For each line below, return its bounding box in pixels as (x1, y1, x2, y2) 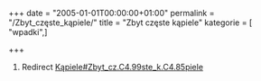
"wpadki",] (8, 27, 48, 37)
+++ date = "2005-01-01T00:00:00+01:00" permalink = (8, 8, 215, 18)
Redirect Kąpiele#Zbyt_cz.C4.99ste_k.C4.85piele (21, 62, 204, 72)
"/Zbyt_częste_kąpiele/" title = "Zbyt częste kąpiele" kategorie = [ (8, 17, 253, 28)
